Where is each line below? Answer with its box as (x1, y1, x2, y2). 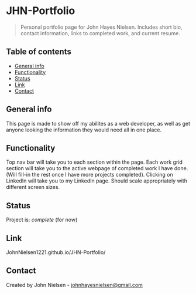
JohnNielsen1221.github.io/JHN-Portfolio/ (6, 249, 106, 256)
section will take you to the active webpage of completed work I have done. (6, 165, 188, 172)
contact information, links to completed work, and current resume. (20, 29, 180, 36)
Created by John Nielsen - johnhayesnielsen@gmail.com (6, 281, 143, 288)
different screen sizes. (6, 184, 60, 191)
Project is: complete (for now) (6, 216, 78, 224)
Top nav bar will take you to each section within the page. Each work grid (6, 158, 183, 165)
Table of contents (6, 47, 71, 57)
